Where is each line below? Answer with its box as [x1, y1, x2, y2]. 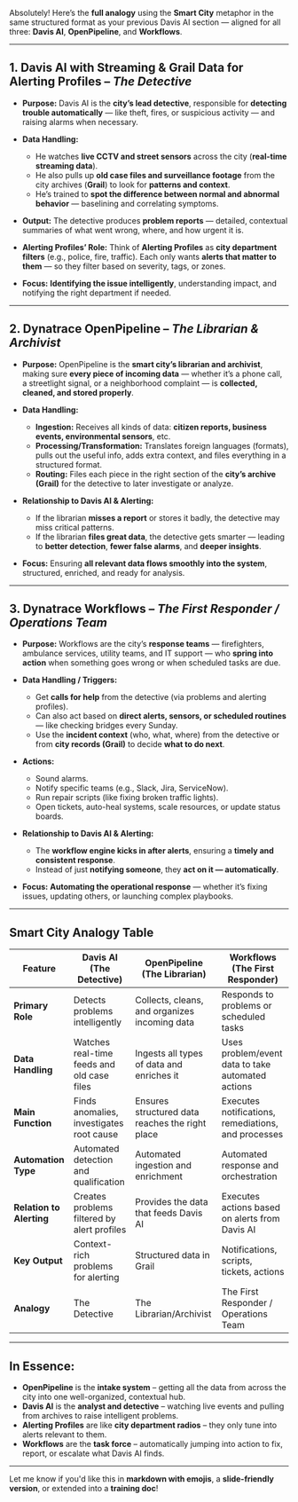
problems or [221, 1000, 272, 1012]
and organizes [134, 1005, 195, 1018]
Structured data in [134, 1249, 210, 1262]
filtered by [73, 1213, 116, 1225]
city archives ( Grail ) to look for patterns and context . [35, 179, 231, 190]
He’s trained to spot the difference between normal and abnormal [35, 188, 280, 199]
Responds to [221, 988, 274, 1001]
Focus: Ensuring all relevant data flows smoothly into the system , [21, 558, 268, 569]
